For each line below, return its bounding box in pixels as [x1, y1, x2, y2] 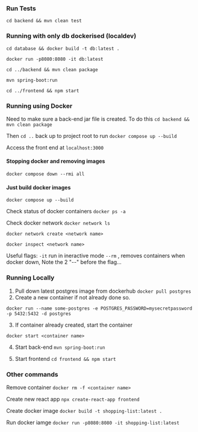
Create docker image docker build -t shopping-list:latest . [6, 407, 162, 414]
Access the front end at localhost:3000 [6, 143, 104, 151]
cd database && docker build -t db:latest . [6, 45, 120, 52]
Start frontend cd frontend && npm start [14, 355, 116, 362]
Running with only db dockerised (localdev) [6, 32, 137, 40]
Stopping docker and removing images [6, 158, 105, 165]
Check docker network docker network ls [6, 219, 110, 227]
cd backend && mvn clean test [6, 18, 82, 24]
